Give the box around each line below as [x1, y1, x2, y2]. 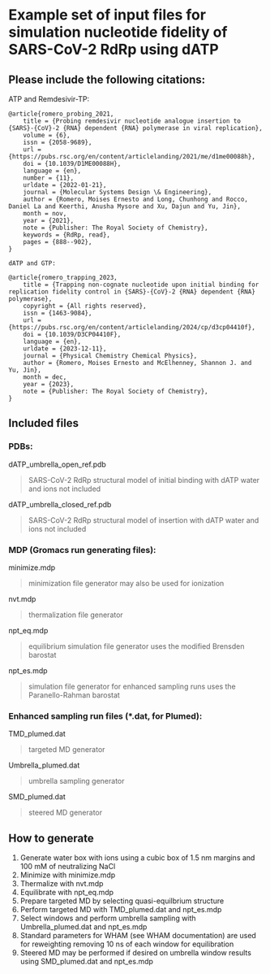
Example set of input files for [8, 6, 207, 24]
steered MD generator [28, 807, 103, 818]
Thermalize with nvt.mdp [19, 879, 104, 889]
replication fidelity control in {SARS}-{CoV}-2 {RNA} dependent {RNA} [8, 288, 255, 296]
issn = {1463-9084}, [23, 309, 92, 317]
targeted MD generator [28, 745, 105, 754]
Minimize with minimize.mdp [19, 870, 116, 880]
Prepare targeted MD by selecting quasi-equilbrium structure [19, 896, 225, 906]
